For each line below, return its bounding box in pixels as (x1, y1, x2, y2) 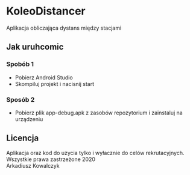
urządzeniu (14, 115, 43, 122)
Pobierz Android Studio (14, 74, 74, 81)
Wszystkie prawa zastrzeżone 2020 (6, 156, 95, 163)
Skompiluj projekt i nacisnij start (14, 80, 95, 87)
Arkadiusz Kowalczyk (6, 162, 60, 169)
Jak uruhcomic (6, 42, 64, 52)
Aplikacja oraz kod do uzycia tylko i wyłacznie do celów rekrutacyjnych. (6, 149, 185, 156)
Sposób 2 (6, 95, 35, 104)
